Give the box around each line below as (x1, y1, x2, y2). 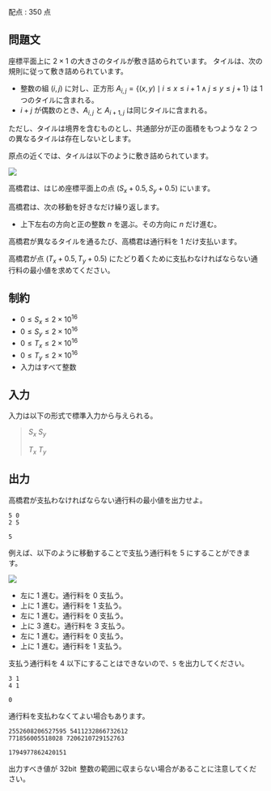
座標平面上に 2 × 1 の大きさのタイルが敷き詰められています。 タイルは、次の (8, 56, 263, 66)
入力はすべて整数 (19, 361, 77, 371)
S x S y (28, 427, 47, 439)
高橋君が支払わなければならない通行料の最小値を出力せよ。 (8, 495, 207, 505)
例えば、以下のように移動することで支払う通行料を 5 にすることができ (8, 548, 243, 558)
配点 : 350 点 (8, 7, 51, 16)
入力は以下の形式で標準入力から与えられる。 (8, 411, 158, 421)
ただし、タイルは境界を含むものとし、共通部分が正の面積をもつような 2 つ (8, 124, 257, 134)
